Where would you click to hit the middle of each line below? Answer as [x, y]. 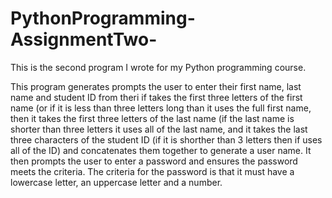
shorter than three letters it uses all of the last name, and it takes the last [159, 129]
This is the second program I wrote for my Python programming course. [158, 67]
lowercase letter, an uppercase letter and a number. [116, 182]
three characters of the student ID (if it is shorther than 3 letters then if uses [166, 139]
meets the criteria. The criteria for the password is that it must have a [152, 171]
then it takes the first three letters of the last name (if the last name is [152, 118]
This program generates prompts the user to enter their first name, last [156, 86]
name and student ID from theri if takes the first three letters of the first [156, 97]
